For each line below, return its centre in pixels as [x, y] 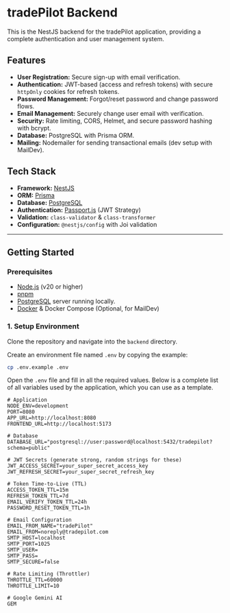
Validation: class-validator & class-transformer [86, 217]
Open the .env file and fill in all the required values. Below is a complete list [113, 380]
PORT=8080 [21, 412]
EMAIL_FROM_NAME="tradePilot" [50, 526]
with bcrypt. [34, 128]
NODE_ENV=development [38, 406]
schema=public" [29, 448]
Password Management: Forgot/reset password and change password [117, 99]
